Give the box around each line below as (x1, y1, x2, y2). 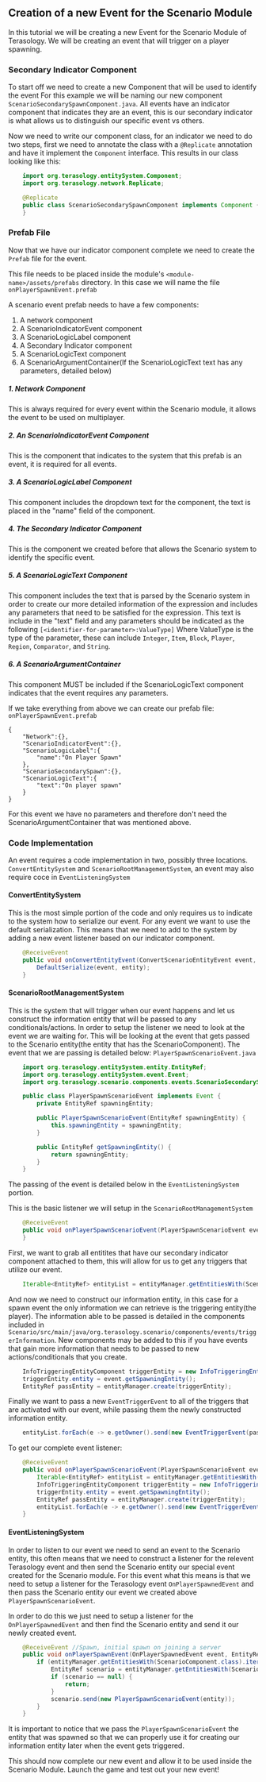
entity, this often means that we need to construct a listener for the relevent (8, 1553, 254, 1563)
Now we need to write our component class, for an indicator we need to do (8, 131, 253, 141)
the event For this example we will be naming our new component (8, 91, 223, 100)
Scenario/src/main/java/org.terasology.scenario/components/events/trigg (8, 1328, 257, 1336)
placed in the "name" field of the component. (8, 506, 156, 515)
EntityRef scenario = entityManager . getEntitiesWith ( (50, 1665, 232, 1674)
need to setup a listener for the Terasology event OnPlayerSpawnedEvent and (8, 1579, 254, 1588)
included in (8, 1320, 45, 1329)
